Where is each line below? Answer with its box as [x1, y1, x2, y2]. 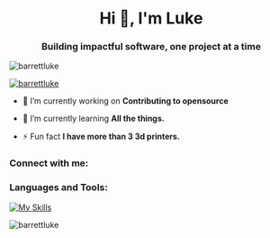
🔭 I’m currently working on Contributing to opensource [22, 96, 229, 106]
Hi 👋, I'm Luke [99, 8, 203, 29]
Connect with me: [9, 157, 89, 169]
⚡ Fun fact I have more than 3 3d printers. [22, 131, 180, 142]
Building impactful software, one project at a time [41, 41, 261, 53]
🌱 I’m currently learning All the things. [22, 113, 165, 124]
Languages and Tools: [9, 181, 108, 194]
